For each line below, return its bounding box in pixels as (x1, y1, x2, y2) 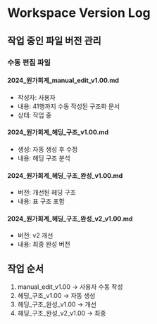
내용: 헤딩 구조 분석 (17, 153, 70, 162)
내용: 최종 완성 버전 (17, 240, 70, 249)
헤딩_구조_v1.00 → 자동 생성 (17, 292, 96, 300)
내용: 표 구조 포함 (17, 197, 65, 205)
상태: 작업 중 (17, 110, 52, 119)
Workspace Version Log (7, 5, 151, 21)
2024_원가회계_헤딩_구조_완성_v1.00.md (7, 171, 123, 180)
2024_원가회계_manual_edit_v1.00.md (7, 76, 120, 85)
